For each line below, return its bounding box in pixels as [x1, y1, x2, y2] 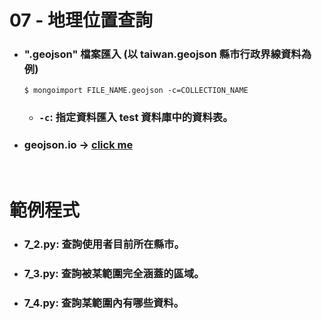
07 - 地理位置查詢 [9, 9, 153, 32]
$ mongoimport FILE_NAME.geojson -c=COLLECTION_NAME [23, 86, 249, 96]
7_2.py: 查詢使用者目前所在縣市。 [23, 237, 185, 251]
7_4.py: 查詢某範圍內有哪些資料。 [23, 296, 185, 310]
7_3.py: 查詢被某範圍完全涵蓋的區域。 [23, 266, 205, 280]
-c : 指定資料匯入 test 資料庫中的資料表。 [38, 111, 234, 125]
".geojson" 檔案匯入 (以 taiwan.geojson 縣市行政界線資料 [23, 47, 302, 61]
